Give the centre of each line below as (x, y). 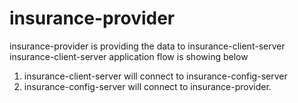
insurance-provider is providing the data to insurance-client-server (147, 46)
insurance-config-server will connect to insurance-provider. (147, 86)
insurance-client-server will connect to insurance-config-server (155, 76)
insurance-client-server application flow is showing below (129, 56)
